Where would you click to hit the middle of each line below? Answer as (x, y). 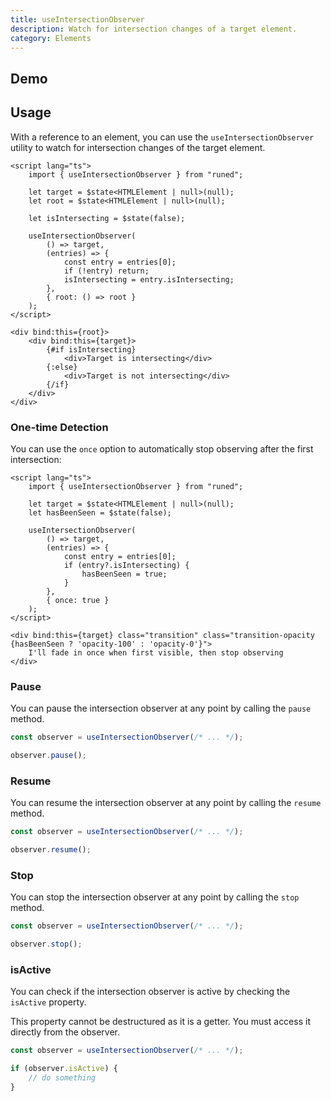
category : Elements (51, 38)
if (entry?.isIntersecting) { (126, 565)
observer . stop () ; (46, 944)
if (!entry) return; (106, 271)
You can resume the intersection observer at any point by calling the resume (166, 803)
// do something (62, 1078)
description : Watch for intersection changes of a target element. (154, 29)
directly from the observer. (65, 1032)
